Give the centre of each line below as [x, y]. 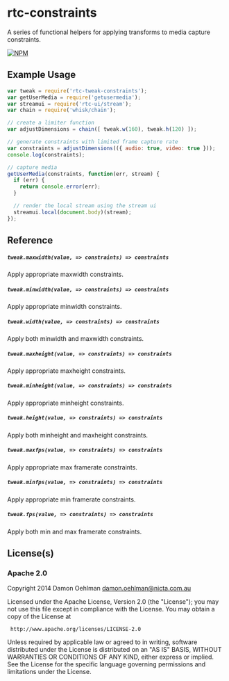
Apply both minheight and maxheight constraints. [77, 435]
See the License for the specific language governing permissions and [107, 664]
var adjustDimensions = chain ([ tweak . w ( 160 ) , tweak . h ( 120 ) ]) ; [102, 129]
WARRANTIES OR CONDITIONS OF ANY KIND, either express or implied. [110, 657]
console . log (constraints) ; [46, 154]
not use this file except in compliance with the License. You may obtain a [111, 609]
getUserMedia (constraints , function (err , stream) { [83, 174]
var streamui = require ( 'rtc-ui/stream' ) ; [69, 104]
